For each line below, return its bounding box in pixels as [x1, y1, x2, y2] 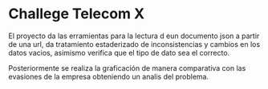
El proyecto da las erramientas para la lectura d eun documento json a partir [8, 31, 260, 41]
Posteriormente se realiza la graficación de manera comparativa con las [8, 63, 246, 72]
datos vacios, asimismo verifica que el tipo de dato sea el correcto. [8, 48, 230, 57]
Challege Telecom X [8, 5, 145, 23]
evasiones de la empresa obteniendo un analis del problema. [8, 72, 209, 81]
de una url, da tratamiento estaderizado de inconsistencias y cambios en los [8, 39, 261, 48]
